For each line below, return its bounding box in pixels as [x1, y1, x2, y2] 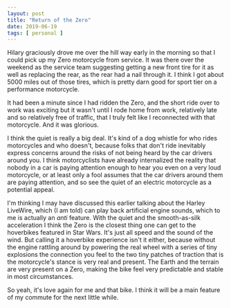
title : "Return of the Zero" [7, 17, 91, 24]
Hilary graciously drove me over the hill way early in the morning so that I [7, 48, 216, 57]
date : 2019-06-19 [7, 23, 57, 30]
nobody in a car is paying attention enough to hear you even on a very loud [7, 163, 221, 172]
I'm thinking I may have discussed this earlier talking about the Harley [7, 199, 205, 208]
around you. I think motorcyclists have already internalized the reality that [7, 156, 216, 165]
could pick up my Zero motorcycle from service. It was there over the [7, 56, 205, 64]
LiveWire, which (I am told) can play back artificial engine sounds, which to [7, 206, 221, 215]
